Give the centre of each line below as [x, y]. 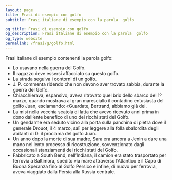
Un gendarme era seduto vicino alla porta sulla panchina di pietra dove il [89, 122]
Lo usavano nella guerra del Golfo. [49, 68]
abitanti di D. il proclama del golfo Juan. [54, 133]
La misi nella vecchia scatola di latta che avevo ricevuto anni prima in [86, 112]
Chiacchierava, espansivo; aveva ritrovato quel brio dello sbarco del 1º [87, 95]
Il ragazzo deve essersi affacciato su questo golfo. [66, 73]
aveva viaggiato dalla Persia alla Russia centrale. [64, 172]
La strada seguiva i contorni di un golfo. [55, 79]
